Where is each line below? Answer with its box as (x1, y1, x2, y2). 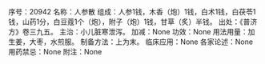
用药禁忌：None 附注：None (8, 47, 102, 56)
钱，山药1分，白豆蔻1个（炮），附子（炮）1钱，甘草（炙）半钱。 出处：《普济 (8, 17, 258, 26)
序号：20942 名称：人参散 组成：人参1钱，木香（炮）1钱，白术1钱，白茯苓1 (8, 7, 256, 16)
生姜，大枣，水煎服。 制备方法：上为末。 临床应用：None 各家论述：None (8, 37, 254, 46)
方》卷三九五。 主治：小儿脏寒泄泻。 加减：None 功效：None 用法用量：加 (8, 27, 255, 36)
